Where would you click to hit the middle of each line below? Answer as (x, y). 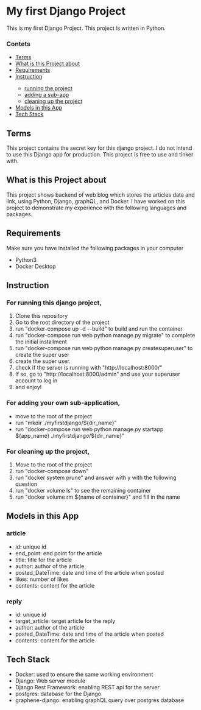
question (26, 484)
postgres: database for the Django (58, 694)
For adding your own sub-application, (63, 403)
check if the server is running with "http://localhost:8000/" (89, 368)
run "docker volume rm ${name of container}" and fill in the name (97, 497)
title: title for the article (44, 560)
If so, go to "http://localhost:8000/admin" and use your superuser (98, 374)
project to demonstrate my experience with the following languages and (97, 208)
